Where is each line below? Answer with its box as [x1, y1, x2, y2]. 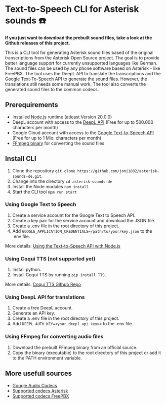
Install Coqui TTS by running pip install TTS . [12, 272, 106, 278]
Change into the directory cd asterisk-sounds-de [12, 178, 113, 184]
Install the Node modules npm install [12, 183, 89, 189]
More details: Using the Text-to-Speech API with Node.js [5, 243, 121, 249]
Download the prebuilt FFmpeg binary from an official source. [12, 344, 138, 350]
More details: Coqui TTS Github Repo [5, 281, 81, 288]
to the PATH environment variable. [12, 355, 83, 361]
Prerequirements [5, 101, 58, 109]
